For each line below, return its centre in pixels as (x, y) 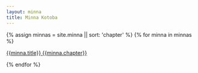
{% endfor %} (23, 65)
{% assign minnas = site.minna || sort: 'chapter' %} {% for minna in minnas (99, 34)
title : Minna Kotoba (32, 17)
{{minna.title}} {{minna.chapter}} (47, 52)
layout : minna (24, 12)
